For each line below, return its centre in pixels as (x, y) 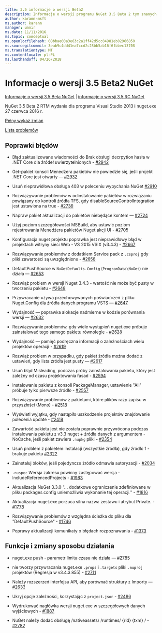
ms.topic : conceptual (27, 37)
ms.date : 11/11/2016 (26, 32)
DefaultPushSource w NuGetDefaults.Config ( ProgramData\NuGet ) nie (80, 268)
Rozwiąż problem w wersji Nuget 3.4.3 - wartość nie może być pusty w (83, 283)
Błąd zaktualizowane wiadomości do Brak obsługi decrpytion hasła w (81, 157)
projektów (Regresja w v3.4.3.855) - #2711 (54, 572)
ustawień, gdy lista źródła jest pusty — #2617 (57, 361)
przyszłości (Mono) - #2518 (40, 405)
